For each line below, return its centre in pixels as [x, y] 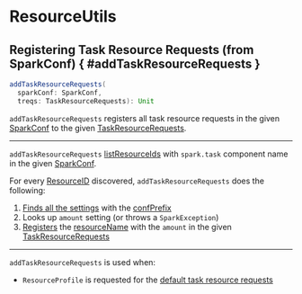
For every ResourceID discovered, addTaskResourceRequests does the [137, 181]
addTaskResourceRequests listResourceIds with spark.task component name [149, 154]
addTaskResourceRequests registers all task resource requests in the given [145, 118]
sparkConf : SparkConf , [60, 93]
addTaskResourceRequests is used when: [82, 262]
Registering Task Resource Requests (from [132, 50]
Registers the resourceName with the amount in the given [127, 227]
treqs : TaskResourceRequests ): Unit [86, 101]
